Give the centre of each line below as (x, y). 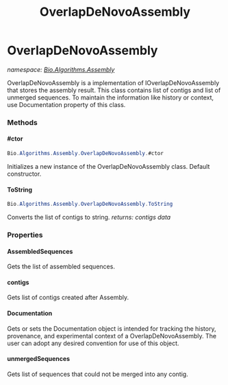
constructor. (24, 174)
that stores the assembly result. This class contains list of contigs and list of (114, 90)
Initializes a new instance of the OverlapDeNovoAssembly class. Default (109, 166)
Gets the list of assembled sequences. (61, 267)
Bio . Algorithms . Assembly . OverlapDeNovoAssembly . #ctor (86, 154)
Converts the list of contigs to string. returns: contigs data (89, 218)
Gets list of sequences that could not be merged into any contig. (98, 374)
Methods (22, 122)
